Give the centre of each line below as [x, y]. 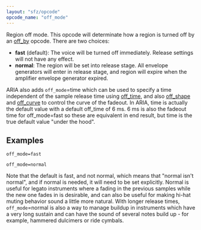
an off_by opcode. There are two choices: [58, 41]
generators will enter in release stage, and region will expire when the [101, 71]
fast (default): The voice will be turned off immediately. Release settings [104, 52]
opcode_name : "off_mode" [37, 17]
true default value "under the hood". [51, 121]
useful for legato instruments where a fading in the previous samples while [98, 189]
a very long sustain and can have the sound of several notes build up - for [97, 214]
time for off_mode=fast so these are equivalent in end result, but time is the [99, 115]
